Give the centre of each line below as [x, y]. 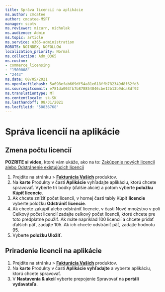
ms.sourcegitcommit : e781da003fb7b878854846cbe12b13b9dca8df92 [72, 88]
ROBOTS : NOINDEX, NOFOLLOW [33, 47]
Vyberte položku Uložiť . [37, 235]
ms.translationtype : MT [30, 93]
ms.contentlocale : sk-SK [31, 98]
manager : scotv [21, 24]
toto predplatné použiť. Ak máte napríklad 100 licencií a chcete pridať [83, 219]
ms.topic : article [24, 38]
